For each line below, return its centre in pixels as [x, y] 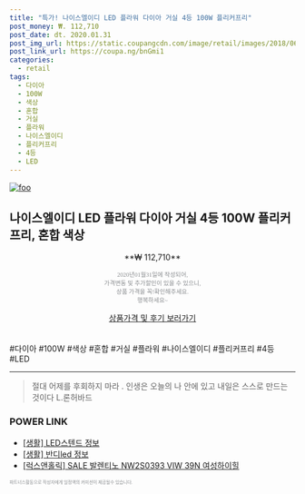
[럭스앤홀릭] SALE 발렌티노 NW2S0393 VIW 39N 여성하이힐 [131, 465]
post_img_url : [36, 43]
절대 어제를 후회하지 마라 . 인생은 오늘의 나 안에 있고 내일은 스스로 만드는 [160, 386]
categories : [32, 60]
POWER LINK [39, 421]
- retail [34, 69]
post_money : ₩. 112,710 [54, 26]
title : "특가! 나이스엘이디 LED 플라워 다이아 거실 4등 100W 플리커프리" [131, 18]
